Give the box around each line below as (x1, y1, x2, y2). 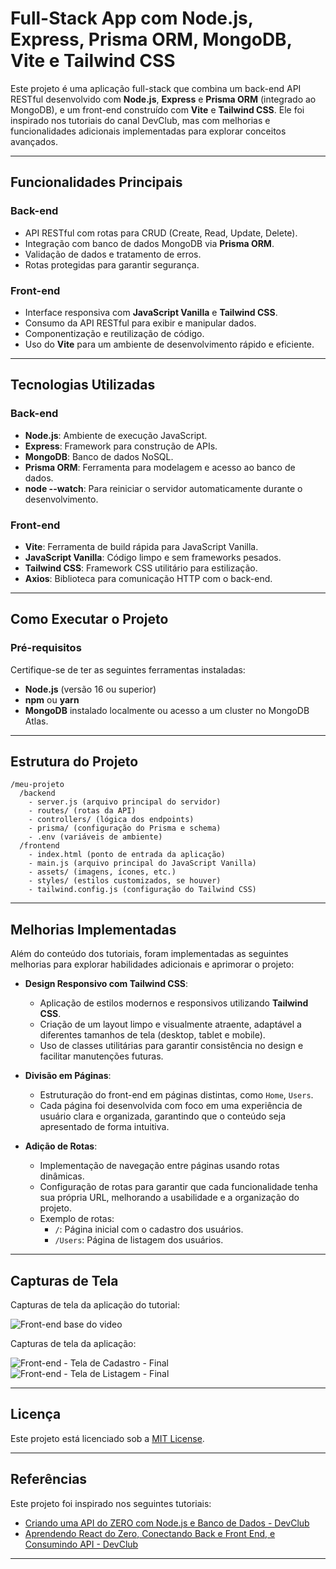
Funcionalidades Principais (10, 174, 183, 191)
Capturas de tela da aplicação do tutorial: (10, 1299, 181, 1311)
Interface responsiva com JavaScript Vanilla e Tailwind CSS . (24, 306, 278, 318)
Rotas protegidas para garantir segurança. (24, 258, 200, 271)
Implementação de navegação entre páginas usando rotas (39, 1160, 280, 1172)
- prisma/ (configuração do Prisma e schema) (28, 823, 222, 834)
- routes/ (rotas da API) (28, 806, 137, 816)
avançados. (10, 135, 58, 147)
